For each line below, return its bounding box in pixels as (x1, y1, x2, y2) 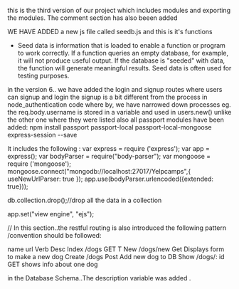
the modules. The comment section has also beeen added (7, 14, 178, 22)
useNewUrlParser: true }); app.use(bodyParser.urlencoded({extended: (7, 174, 214, 183)
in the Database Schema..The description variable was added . (7, 274, 191, 282)
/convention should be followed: (7, 231, 102, 239)
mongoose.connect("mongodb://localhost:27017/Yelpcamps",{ (7, 167, 191, 175)
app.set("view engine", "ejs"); (7, 210, 95, 218)
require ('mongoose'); (7, 159, 72, 168)
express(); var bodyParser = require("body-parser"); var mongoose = (7, 152, 211, 160)
